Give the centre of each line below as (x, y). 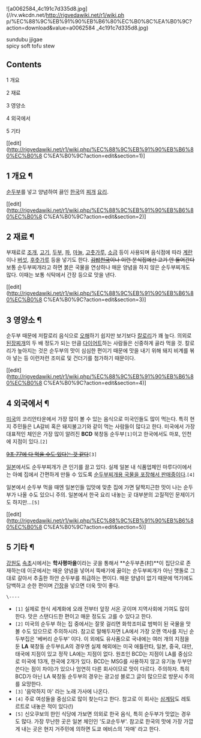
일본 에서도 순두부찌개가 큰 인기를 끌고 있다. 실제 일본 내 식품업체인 (84, 467)
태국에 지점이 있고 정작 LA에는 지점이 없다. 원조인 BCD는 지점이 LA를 (96, 653)
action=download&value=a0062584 (51, 28)
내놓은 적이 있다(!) (52, 706)
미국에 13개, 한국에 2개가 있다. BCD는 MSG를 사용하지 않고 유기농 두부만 (106, 661)
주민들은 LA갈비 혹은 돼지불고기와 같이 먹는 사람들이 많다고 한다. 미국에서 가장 (103, 426)
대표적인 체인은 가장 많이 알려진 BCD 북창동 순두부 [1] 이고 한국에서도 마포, (94, 434)
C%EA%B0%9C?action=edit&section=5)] (95, 527)
